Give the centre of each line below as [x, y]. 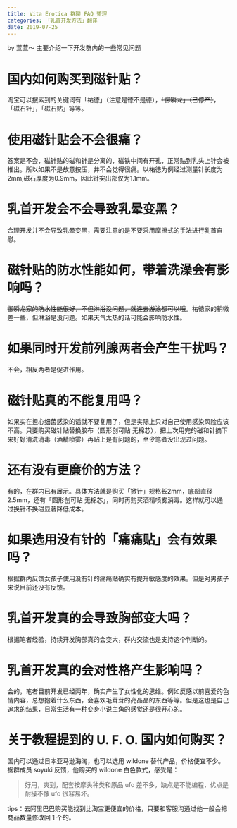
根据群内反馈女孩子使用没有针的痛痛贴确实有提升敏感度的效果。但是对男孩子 [118, 578]
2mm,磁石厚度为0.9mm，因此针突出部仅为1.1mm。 [80, 178]
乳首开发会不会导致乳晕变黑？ [94, 209]
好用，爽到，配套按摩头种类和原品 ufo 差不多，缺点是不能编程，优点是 [127, 784]
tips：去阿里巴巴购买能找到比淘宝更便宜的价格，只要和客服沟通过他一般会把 [117, 808]
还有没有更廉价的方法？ [75, 470]
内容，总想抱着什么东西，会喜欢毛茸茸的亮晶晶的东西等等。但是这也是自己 [121, 700]
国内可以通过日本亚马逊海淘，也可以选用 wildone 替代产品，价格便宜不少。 [116, 761]
